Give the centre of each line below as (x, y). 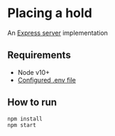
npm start (22, 125)
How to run (32, 102)
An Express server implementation (58, 33)
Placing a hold (50, 13)
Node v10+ (34, 72)
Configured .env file (47, 80)
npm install (25, 119)
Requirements (39, 55)
